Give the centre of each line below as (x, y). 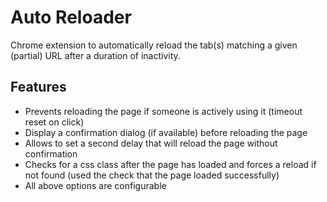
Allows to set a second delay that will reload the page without (151, 143)
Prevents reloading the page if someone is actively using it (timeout (163, 111)
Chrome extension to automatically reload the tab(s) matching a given (154, 45)
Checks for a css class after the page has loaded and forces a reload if (170, 164)
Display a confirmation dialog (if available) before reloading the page (166, 132)
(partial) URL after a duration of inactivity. (95, 55)
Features (38, 87)
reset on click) (54, 122)
